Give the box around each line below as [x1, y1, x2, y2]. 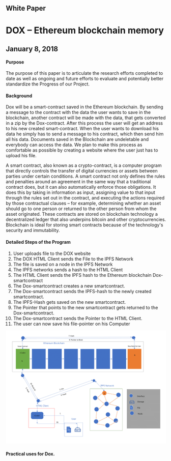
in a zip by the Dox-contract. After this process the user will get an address [6, 120, 163, 126]
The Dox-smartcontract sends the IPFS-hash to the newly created [13, 288, 152, 294]
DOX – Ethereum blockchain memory [6, 24, 164, 36]
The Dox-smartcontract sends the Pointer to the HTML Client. [13, 315, 142, 321]
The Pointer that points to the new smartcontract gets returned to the [13, 304, 158, 310]
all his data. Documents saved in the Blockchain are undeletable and [6, 136, 149, 142]
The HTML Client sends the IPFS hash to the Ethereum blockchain [13, 272, 152, 278]
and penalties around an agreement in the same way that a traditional [6, 179, 151, 185]
